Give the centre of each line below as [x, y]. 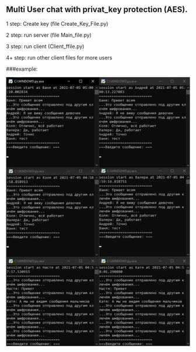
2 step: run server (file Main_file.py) [49, 35]
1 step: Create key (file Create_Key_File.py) [57, 23]
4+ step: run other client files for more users [59, 57]
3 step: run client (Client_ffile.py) [45, 46]
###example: [22, 69]
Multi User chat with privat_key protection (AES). [97, 10]
